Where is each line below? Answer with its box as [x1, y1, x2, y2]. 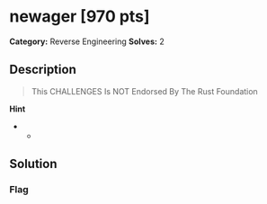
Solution [9, 156, 58, 172]
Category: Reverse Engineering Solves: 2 [9, 36, 165, 47]
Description [9, 62, 76, 77]
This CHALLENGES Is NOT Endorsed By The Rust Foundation [31, 85, 258, 96]
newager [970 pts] [9, 6, 150, 27]
